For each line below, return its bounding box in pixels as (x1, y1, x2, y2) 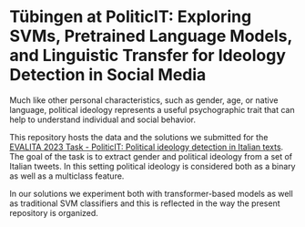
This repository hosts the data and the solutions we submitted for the (9, 131, 269, 142)
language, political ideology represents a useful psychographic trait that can (9, 104, 295, 115)
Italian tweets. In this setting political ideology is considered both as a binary (9, 160, 296, 171)
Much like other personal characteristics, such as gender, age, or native (9, 94, 279, 106)
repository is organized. (9, 207, 98, 218)
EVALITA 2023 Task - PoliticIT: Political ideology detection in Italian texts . (9, 141, 284, 152)
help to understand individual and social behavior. (9, 114, 197, 125)
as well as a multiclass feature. (9, 170, 125, 181)
